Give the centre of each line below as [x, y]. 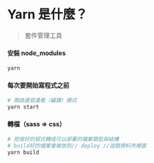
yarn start [23, 107]
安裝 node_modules [36, 53]
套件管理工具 [43, 35]
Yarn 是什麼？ [48, 14]
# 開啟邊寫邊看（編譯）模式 [42, 101]
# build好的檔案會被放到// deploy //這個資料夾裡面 [77, 146]
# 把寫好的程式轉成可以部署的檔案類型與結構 [63, 139]
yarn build [23, 152]
